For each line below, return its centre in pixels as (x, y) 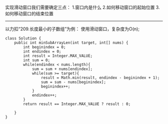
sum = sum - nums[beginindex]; (73, 82)
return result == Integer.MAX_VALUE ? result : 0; (77, 104)
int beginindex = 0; (44, 47)
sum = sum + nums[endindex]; (62, 69)
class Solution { (23, 38)
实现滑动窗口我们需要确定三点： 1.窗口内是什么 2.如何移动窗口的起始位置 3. (82, 7)
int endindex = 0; (42, 51)
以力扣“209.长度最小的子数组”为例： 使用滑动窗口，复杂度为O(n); (72, 29)
